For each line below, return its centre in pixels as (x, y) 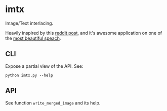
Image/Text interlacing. (29, 23)
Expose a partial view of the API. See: (44, 66)
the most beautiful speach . (33, 38)
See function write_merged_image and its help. (53, 103)
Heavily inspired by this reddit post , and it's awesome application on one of (84, 33)
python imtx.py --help (29, 75)
